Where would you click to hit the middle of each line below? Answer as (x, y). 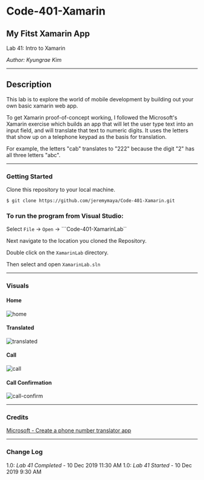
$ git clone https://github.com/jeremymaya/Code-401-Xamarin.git (90, 201)
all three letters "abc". (33, 155)
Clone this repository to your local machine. (61, 190)
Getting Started (29, 176)
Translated (20, 328)
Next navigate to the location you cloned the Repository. (76, 241)
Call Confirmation (29, 382)
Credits (17, 417)
